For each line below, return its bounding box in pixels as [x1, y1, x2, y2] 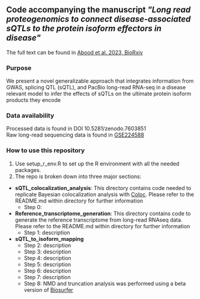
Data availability [6, 111, 55, 120]
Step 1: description [23, 229, 70, 236]
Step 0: [23, 203, 42, 210]
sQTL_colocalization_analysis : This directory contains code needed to [14, 184, 192, 191]
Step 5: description [23, 261, 71, 268]
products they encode [6, 96, 61, 104]
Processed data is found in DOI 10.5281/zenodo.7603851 [6, 125, 146, 132]
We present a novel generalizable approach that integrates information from [6, 77, 194, 84]
